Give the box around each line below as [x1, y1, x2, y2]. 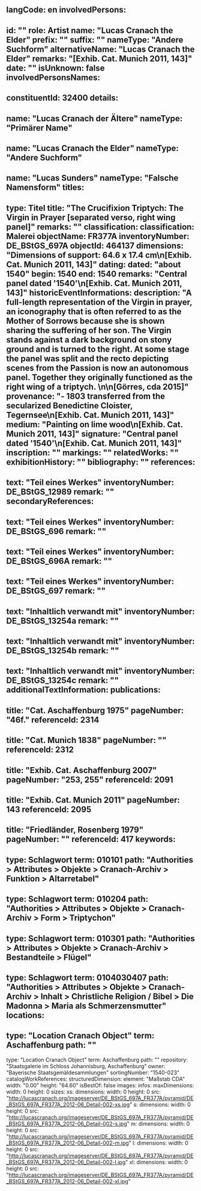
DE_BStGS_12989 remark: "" [6, 487, 115, 497]
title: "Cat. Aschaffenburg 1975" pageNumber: [6, 705, 184, 715]
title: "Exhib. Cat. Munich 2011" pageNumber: [6, 795, 180, 806]
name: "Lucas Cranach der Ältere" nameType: [6, 113, 183, 123]
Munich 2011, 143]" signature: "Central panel [6, 429, 178, 439]
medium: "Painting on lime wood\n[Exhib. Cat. [6, 419, 183, 429]
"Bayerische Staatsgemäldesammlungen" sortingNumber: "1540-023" [6, 1069, 180, 1076]
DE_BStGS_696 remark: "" [6, 526, 107, 536]
